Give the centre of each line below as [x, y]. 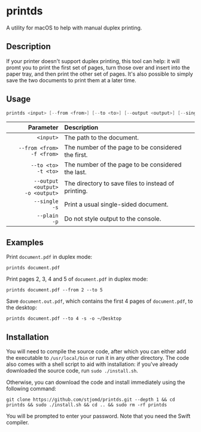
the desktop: [22, 308]
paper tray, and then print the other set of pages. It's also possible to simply [100, 74]
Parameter [43, 127]
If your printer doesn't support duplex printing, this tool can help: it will [93, 61]
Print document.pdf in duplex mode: [49, 257]
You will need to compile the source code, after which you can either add [96, 351]
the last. [75, 172]
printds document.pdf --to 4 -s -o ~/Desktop [64, 319]
